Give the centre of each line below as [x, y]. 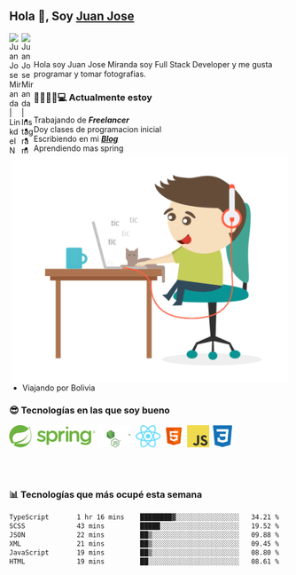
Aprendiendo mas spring [79, 148]
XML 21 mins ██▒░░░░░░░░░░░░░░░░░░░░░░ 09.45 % [144, 544]
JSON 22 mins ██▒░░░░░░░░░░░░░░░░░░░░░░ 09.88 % [144, 535]
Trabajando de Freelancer [82, 120]
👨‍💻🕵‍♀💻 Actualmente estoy [93, 97]
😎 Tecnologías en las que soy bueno [90, 411]
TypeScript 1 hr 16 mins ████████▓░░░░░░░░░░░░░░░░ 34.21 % [144, 517]
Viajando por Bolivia [58, 388]
